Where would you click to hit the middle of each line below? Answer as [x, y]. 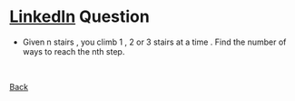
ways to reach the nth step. [74, 51]
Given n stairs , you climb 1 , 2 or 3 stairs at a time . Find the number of [154, 42]
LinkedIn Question [79, 17]
